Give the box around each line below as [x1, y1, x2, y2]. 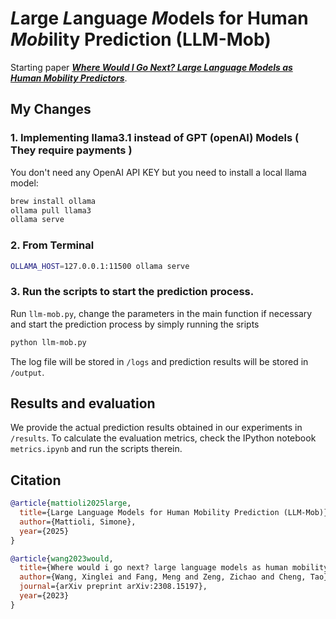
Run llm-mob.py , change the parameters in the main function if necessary [10, 307, 313, 319]
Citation [10, 472, 62, 489]
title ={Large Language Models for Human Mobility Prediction [19, 508, 280, 518]
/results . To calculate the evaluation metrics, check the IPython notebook [10, 432, 317, 444]
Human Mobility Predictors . [10, 72, 128, 84]
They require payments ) [10, 143, 133, 157]
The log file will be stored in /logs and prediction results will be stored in [10, 355, 309, 367]
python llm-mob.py [10, 337, 87, 347]
